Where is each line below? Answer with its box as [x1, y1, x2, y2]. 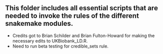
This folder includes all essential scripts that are [5, 4, 158, 12]
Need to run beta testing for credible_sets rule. [12, 43, 109, 49]
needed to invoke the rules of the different [5, 12, 139, 20]
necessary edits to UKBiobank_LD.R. [12, 38, 88, 44]
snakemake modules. [5, 19, 73, 28]
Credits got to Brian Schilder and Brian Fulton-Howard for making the [12, 32, 155, 39]
